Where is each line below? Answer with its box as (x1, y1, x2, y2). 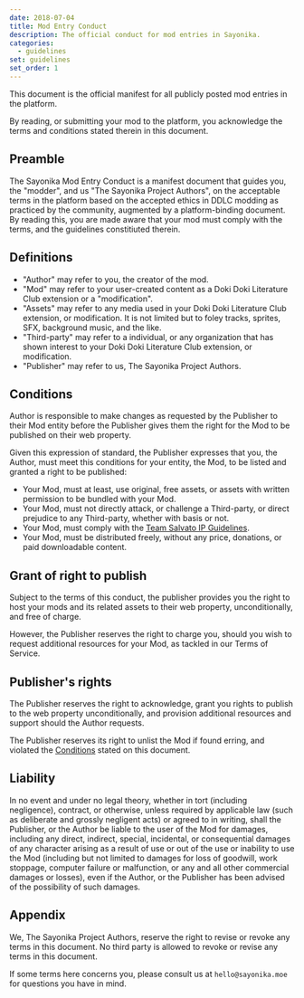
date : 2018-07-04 (9, 13, 75, 23)
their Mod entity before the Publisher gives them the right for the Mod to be (9, 420, 290, 431)
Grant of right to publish (9, 567, 147, 584)
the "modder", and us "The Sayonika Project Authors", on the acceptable (9, 185, 280, 195)
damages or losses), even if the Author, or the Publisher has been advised (9, 871, 285, 882)
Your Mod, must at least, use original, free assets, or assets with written (22, 484, 290, 495)
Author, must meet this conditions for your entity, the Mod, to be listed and (9, 457, 287, 468)
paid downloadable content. (22, 542, 128, 553)
